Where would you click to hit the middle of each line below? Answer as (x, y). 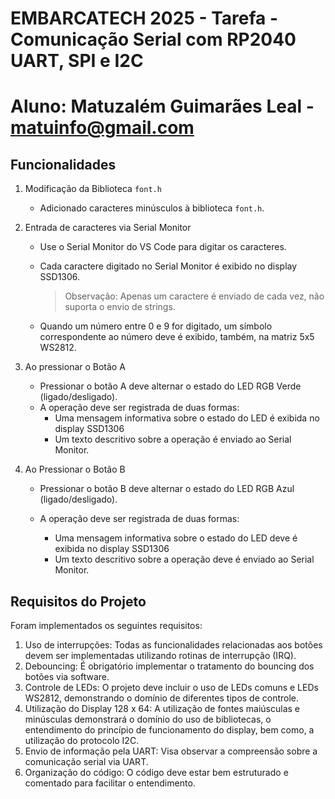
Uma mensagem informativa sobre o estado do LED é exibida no (187, 418)
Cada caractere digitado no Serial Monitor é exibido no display (168, 266)
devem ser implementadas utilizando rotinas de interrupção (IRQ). (160, 655)
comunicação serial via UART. (86, 761)
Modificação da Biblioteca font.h (93, 189)
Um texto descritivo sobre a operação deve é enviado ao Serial (184, 559)
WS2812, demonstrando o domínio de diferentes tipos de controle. (162, 698)
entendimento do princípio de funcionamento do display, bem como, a (169, 730)
